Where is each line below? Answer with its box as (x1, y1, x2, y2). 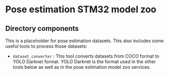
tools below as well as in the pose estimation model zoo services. (12, 64, 151, 70)
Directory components (5, 24, 79, 33)
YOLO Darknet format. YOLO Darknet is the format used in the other (12, 59, 156, 65)
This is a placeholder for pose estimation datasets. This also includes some (5, 38, 164, 44)
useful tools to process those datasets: (5, 43, 88, 49)
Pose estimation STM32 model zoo (5, 4, 157, 15)
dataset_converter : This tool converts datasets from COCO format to (12, 53, 160, 59)
